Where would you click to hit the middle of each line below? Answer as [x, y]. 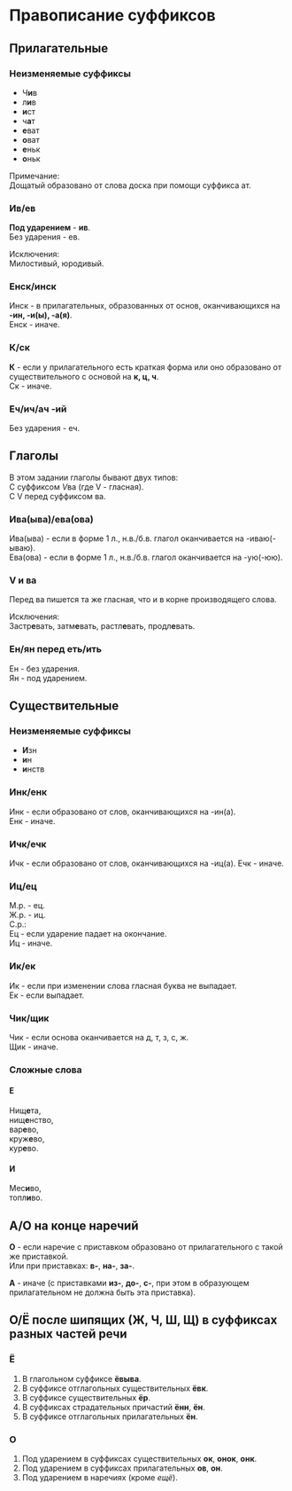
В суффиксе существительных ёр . [86, 1397]
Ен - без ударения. [45, 668]
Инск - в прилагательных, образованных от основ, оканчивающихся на [145, 306]
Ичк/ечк [28, 844]
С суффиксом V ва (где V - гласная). [77, 487]
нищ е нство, [31, 1120]
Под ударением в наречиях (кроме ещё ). [100, 1478]
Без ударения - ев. [45, 237]
